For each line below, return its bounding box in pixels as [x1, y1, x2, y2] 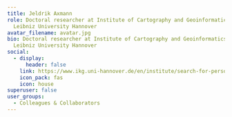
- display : [13, 55, 45, 62]
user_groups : [7, 94, 45, 100]
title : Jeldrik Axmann [7, 10, 72, 17]
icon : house [19, 81, 54, 87]
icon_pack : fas [19, 74, 64, 81]
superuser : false [7, 87, 57, 94]
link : [19, 67, 36, 74]
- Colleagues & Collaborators [13, 100, 100, 107]
